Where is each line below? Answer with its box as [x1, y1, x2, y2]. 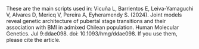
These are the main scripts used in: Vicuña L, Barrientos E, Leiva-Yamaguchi [6, 5, 194, 12]
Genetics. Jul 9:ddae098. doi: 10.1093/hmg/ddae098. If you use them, [6, 30, 178, 37]
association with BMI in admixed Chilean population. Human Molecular [6, 24, 179, 31]
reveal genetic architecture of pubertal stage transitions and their [6, 18, 166, 24]
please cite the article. [6, 37, 61, 43]
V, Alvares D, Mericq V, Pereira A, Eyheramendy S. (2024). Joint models [6, 11, 182, 18]
